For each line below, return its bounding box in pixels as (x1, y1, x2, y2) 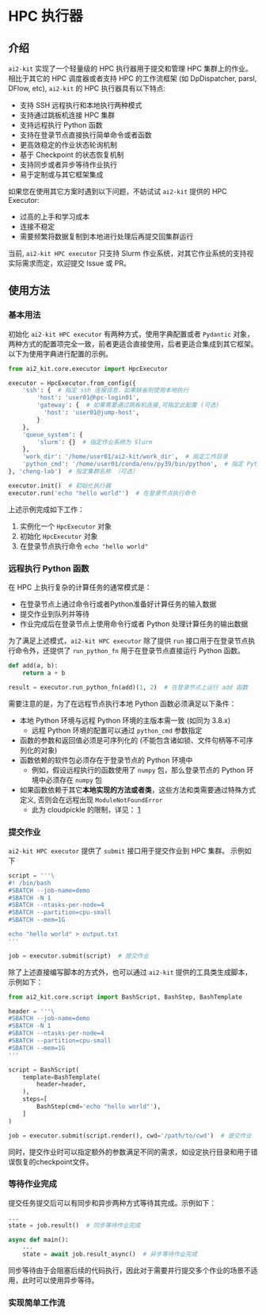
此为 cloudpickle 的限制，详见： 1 (31, 805, 141, 814)
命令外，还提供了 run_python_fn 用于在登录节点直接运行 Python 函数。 (14, 645, 245, 655)
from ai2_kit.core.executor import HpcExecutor (8, 365, 169, 373)
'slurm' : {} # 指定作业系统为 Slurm (36, 438, 153, 446)
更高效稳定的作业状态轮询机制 (19, 140, 117, 149)
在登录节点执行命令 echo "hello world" (19, 541, 149, 551)
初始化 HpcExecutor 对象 (19, 531, 98, 541)
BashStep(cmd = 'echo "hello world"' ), (36, 1103, 161, 1110)
